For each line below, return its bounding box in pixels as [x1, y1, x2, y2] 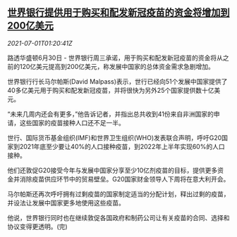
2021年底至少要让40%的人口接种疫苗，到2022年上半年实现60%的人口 [19, 142, 225, 150]
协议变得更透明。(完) [7, 222, 68, 231]
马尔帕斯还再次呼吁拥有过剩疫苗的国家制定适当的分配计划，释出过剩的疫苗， [7, 189, 230, 198]
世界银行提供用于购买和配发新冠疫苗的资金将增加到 [7, 6, 230, 19]
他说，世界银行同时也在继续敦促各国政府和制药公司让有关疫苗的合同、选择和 [7, 213, 230, 222]
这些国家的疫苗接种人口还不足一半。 [19, 118, 125, 127]
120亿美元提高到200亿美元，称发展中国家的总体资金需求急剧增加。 [19, 62, 215, 70]
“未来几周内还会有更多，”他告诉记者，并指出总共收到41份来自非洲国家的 [7, 110, 214, 118]
